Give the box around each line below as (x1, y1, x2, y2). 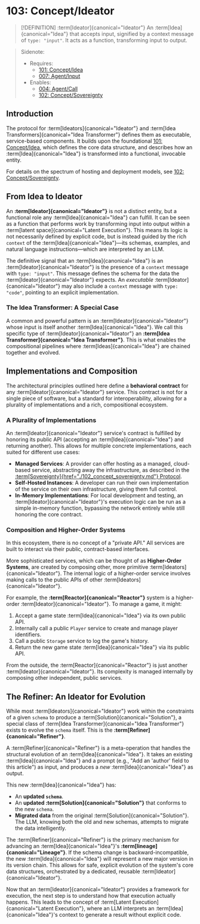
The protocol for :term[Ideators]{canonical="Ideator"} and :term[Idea (6, 124, 176, 132)
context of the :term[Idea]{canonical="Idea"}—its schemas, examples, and (6, 239, 190, 246)
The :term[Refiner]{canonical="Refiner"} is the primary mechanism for (6, 836, 179, 843)
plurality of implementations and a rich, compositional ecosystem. (6, 401, 168, 408)
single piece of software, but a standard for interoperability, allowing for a (6, 395, 187, 402)
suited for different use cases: (6, 448, 80, 455)
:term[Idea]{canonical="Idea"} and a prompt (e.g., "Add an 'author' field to (6, 757, 189, 765)
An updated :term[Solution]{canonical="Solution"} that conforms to (14, 799, 187, 806)
